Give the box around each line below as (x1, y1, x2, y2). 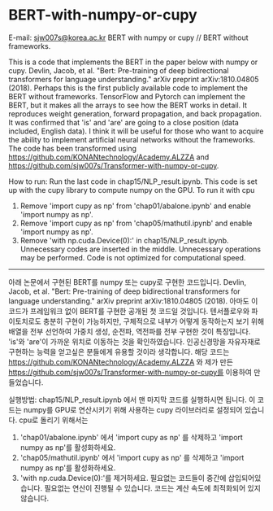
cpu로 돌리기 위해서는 (19, 415, 89, 425)
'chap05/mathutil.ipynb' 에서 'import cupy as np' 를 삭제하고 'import (19, 452, 245, 462)
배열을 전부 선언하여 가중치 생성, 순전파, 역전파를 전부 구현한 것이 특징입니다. (8, 326, 251, 336)
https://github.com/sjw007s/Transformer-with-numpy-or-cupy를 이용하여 (8, 367, 253, 377)
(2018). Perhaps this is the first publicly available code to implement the (8, 83, 248, 93)
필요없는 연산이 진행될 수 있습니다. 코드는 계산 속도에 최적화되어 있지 (44, 483, 262, 493)
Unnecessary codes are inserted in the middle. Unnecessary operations (19, 244, 262, 254)
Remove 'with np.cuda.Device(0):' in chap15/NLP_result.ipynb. (19, 235, 229, 245)
